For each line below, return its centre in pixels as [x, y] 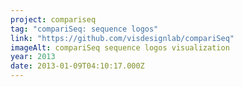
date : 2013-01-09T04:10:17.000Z [77, 66]
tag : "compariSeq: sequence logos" [84, 29]
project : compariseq [53, 19]
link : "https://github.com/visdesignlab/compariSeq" [122, 38]
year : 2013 [33, 57]
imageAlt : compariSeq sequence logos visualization [120, 47]
